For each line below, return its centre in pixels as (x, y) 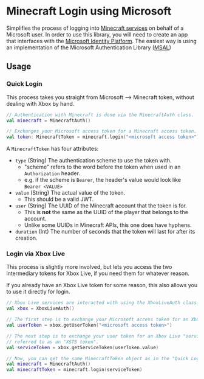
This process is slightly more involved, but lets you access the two (89, 267)
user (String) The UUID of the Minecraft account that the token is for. (101, 206)
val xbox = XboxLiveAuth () (40, 308)
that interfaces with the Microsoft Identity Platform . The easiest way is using (102, 41)
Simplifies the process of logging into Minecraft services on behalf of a (95, 28)
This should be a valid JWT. (59, 200)
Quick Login (24, 84)
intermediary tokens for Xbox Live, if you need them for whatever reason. (98, 273)
